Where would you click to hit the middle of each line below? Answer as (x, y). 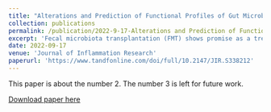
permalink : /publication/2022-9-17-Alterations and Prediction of (122, 31)
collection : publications (52, 23)
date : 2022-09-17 (38, 46)
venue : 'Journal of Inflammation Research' (83, 53)
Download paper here (44, 99)
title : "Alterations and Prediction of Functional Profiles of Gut (124, 16)
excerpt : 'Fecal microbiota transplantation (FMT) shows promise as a (129, 38)
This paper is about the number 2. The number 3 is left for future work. (126, 83)
